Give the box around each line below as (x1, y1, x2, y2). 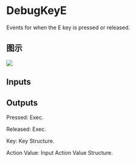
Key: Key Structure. (6, 137, 55, 144)
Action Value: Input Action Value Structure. (6, 149, 114, 156)
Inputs (6, 77, 32, 87)
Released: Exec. (6, 125, 47, 133)
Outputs (6, 97, 38, 108)
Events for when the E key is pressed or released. (6, 24, 131, 31)
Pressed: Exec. (6, 113, 44, 121)
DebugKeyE (6, 4, 67, 18)
